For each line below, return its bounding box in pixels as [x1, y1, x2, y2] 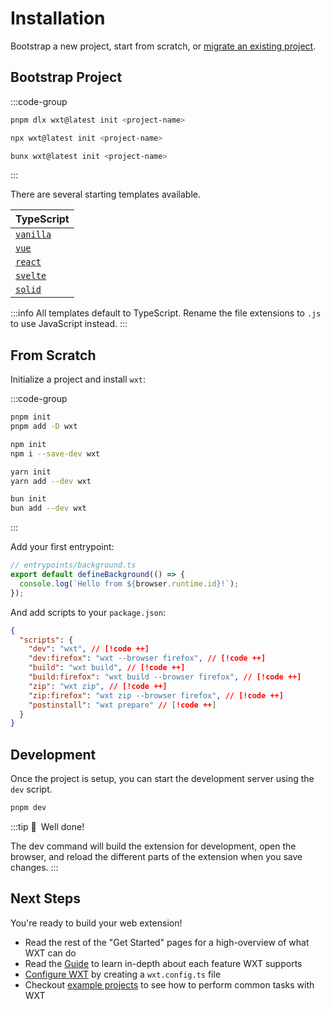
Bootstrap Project [10, 69, 123, 86]
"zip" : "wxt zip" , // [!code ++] [28, 681, 168, 691]
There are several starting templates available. [10, 188, 202, 201]
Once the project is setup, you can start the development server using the [10, 773, 315, 785]
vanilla [15, 229, 52, 241]
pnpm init [10, 412, 52, 422]
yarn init [10, 467, 52, 477]
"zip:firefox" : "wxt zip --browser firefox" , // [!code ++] [28, 690, 284, 701]
